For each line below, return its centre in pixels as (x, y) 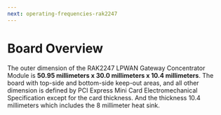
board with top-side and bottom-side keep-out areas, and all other (103, 83)
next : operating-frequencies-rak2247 (62, 14)
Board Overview (55, 48)
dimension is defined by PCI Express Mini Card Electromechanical (102, 90)
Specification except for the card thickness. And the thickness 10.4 (104, 97)
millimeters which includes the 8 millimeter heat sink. (83, 105)
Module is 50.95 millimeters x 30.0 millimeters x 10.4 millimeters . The (110, 75)
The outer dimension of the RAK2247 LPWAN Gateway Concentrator (106, 68)
